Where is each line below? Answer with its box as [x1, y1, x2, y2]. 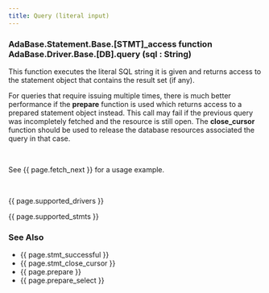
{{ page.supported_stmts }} [8, 211, 99, 221]
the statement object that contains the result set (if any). [8, 75, 195, 85]
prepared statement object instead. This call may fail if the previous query [8, 108, 254, 118]
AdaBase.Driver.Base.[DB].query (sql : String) [8, 48, 192, 60]
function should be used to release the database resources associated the [8, 125, 255, 134]
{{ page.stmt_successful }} [19, 250, 110, 260]
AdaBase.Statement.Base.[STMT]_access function [8, 38, 213, 49]
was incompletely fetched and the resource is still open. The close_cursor [8, 116, 255, 126]
